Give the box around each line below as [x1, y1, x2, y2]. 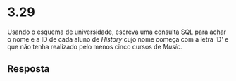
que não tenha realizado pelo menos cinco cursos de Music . [7, 42, 182, 51]
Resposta [7, 63, 50, 75]
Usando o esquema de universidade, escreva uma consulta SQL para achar [7, 27, 227, 36]
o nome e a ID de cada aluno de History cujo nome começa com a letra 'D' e [7, 35, 229, 43]
